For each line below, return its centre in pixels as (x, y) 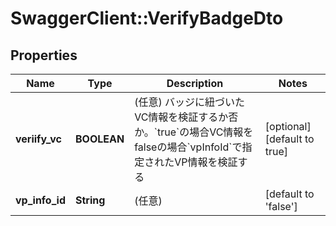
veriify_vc (38, 139)
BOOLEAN (99, 139)
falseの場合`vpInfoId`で (188, 147)
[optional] (288, 126)
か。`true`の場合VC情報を (194, 132)
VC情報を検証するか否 (186, 117)
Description (195, 83)
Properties (44, 55)
